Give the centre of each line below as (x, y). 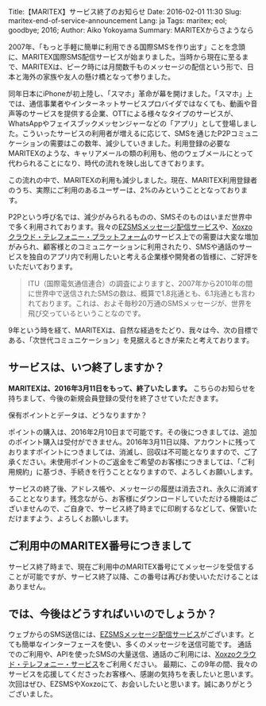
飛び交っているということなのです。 (86, 313)
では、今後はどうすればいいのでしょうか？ (112, 614)
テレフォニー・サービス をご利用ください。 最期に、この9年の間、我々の (140, 664)
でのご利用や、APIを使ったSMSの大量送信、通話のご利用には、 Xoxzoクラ (129, 654)
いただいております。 (42, 266)
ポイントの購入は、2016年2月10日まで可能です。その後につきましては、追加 (133, 432)
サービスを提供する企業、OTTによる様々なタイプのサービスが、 (133, 113)
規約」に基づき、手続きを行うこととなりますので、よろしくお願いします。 (136, 471)
